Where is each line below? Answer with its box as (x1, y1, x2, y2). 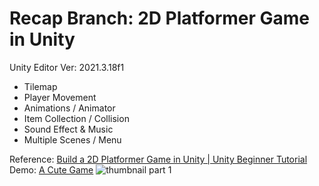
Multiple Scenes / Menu (23, 133, 122, 146)
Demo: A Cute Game (9, 163, 94, 176)
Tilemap (23, 80, 58, 92)
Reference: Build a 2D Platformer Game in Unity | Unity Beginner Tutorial (9, 153, 308, 165)
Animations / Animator (23, 102, 116, 114)
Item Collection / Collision (23, 112, 130, 124)
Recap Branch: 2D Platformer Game (9, 7, 311, 30)
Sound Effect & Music (23, 123, 114, 135)
